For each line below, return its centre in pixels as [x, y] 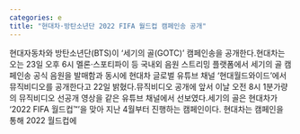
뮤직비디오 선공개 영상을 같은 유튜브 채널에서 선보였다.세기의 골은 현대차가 [148, 98]
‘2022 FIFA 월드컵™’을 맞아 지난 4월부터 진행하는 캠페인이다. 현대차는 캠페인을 [147, 109]
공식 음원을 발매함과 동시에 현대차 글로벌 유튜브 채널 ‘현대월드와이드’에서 [160, 75]
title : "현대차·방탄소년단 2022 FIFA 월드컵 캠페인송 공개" [108, 26]
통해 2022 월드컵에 [43, 120]
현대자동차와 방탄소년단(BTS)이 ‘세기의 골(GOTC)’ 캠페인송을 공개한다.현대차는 [147, 53]
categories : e [36, 18]
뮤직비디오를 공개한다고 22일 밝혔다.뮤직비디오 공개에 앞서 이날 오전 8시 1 [138, 86]
